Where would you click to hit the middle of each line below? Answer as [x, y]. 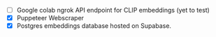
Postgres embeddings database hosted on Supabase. [94, 26]
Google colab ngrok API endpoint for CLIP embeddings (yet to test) [113, 10]
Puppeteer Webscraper [50, 18]
